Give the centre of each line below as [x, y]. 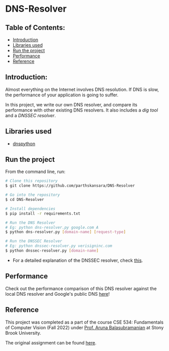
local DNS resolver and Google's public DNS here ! [58, 294]
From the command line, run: [36, 172]
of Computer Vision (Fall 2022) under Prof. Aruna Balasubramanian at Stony [84, 327]
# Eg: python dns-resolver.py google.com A [52, 227]
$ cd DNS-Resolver [25, 200]
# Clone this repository [31, 181]
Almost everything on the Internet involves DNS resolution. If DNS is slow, [82, 89]
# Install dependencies [30, 208]
